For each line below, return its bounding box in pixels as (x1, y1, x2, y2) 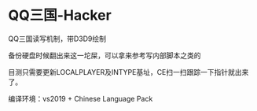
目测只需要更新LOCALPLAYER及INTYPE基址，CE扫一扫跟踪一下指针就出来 (8, 67, 249, 76)
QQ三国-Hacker (8, 6, 112, 24)
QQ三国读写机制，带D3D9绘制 (8, 34, 106, 43)
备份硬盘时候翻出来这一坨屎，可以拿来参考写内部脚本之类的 (8, 50, 201, 60)
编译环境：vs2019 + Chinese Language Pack (8, 94, 153, 103)
